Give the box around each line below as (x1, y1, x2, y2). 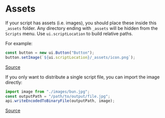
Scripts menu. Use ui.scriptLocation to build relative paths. (5, 30, 133, 36)
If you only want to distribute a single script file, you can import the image (5, 74, 160, 80)
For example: (5, 40, 33, 46)
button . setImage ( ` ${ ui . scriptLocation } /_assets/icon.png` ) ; (5, 55, 136, 60)
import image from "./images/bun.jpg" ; (5, 89, 90, 94)
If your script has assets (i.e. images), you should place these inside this (5, 20, 157, 26)
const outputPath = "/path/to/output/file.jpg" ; (5, 94, 111, 99)
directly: (5, 79, 23, 85)
